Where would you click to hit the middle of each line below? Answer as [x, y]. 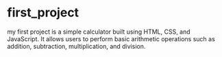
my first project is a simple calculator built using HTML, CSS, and [99, 32]
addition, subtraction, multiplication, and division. [76, 46]
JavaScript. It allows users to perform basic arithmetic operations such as [111, 38]
